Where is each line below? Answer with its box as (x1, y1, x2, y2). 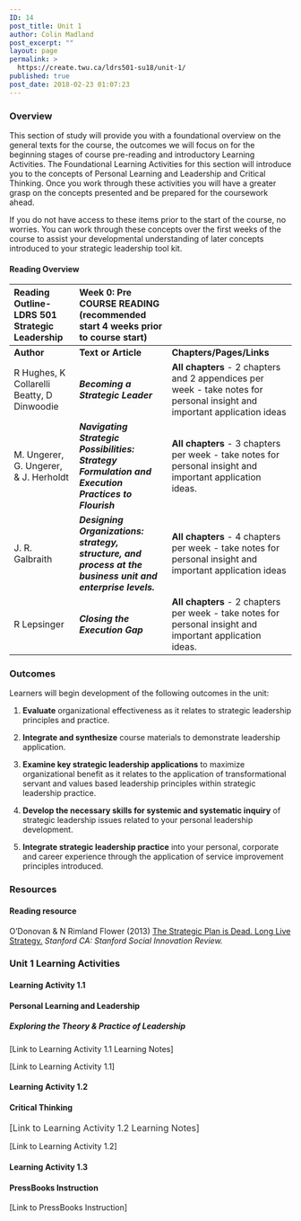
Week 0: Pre (79, 287, 133, 299)
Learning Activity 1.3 (9, 1162, 88, 1172)
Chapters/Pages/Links (171, 347, 270, 359)
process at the (79, 559, 143, 571)
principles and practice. (21, 715, 110, 726)
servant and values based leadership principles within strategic (21, 778, 256, 789)
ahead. (9, 197, 35, 208)
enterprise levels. (79, 581, 155, 594)
